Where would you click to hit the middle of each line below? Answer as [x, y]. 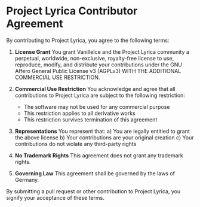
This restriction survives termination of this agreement [90, 119]
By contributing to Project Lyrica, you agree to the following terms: [88, 40]
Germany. [27, 179]
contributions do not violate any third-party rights [76, 144]
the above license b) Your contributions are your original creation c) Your [104, 137]
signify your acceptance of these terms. [55, 197]
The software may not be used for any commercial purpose [97, 106]
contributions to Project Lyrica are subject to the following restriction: [100, 95]
